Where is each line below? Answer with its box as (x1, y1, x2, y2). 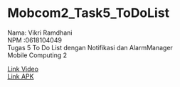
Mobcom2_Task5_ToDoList (7, 5, 169, 21)
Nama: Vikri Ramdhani (7, 28, 73, 37)
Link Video (7, 64, 39, 73)
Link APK (7, 72, 34, 81)
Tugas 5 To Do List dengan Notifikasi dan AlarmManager (7, 43, 173, 52)
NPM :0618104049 (7, 35, 63, 44)
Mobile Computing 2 (7, 51, 68, 59)
